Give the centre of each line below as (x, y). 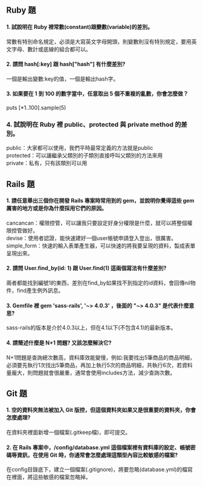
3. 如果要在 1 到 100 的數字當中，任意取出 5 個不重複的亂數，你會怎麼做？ (97, 94)
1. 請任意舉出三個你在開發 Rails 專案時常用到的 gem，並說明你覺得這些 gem (100, 201)
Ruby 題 (21, 10)
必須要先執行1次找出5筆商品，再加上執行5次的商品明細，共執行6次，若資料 (99, 365)
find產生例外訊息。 (40, 291)
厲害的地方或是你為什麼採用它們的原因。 (56, 208)
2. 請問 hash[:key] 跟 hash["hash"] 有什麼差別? (66, 64)
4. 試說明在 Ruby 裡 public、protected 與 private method (90, 124)
